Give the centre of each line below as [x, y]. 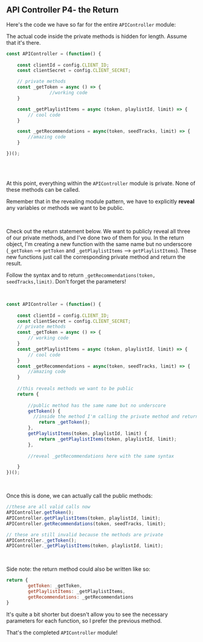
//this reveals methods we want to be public [76, 389]
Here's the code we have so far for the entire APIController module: [91, 24]
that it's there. [24, 42]
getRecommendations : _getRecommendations [81, 597]
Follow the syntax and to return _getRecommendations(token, [81, 275]
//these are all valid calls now [48, 507]
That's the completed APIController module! [62, 632]
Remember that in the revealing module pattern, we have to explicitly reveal [100, 201]
